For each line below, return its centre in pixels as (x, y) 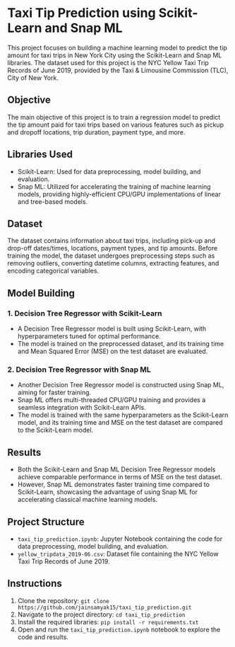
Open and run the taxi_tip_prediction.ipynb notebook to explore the (119, 629)
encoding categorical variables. (53, 271)
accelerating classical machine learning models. (87, 500)
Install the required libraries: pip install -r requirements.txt (108, 622)
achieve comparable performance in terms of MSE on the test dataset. (120, 477)
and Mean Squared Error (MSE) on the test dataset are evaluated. (113, 351)
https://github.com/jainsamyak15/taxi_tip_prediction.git (104, 607)
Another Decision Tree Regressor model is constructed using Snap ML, (121, 385)
